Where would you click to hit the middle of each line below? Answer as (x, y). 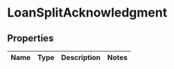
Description (81, 58)
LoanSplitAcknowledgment (87, 13)
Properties (31, 38)
